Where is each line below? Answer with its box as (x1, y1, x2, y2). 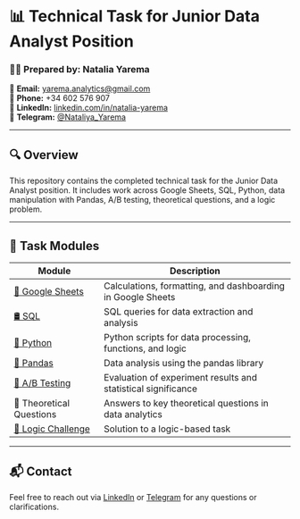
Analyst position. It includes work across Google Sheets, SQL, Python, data (9, 185, 286, 196)
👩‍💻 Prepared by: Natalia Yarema (9, 63, 150, 76)
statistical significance (104, 382, 198, 395)
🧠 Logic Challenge (13, 423, 91, 435)
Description (169, 264, 221, 277)
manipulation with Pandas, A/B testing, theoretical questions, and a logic (9, 195, 276, 205)
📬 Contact (9, 464, 72, 479)
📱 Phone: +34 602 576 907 (9, 93, 110, 104)
